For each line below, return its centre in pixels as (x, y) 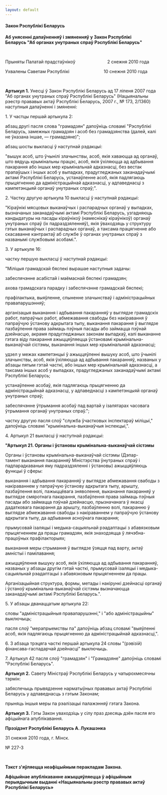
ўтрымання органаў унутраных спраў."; (47, 411)
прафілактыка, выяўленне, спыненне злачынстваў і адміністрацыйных (80, 297)
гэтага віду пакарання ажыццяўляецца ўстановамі (59, 339)
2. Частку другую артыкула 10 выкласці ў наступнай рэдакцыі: (72, 198)
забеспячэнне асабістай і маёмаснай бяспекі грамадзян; (66, 278)
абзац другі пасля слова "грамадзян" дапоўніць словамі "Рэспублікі (78, 126)
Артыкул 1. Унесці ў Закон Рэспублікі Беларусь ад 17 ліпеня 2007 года (81, 91)
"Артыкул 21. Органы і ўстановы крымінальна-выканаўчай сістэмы (80, 445)
